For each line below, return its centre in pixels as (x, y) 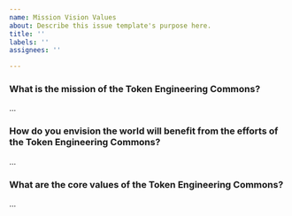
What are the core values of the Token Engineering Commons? (146, 184)
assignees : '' (35, 50)
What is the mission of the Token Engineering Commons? (135, 89)
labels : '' (29, 42)
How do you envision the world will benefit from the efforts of (144, 131)
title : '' (27, 34)
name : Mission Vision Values (63, 17)
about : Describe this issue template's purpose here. (111, 26)
